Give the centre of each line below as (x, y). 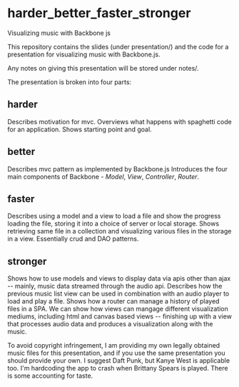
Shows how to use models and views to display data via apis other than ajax (119, 278)
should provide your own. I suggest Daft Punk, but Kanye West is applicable (119, 361)
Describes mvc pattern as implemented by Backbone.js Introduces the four (118, 169)
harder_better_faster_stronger (99, 13)
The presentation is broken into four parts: (70, 82)
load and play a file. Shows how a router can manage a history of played (113, 301)
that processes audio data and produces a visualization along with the (110, 324)
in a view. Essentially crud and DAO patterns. (73, 239)
